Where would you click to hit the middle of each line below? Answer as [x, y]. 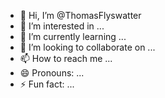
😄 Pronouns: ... [52, 73]
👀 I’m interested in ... [62, 26]
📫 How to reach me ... [66, 58]
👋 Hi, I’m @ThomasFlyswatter [80, 15]
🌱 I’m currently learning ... [73, 36]
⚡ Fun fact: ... [47, 84]
